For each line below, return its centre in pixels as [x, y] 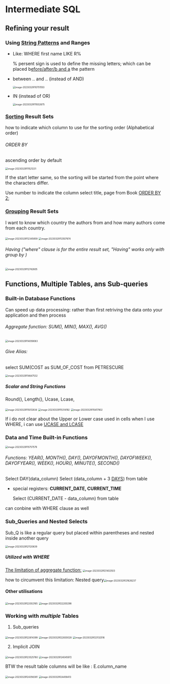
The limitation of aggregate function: [44, 570]
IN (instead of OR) [31, 96]
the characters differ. [27, 183]
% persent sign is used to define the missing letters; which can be [82, 63]
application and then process [36, 315]
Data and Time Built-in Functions [46, 437]
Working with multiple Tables [42, 616]
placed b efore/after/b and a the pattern [54, 69]
